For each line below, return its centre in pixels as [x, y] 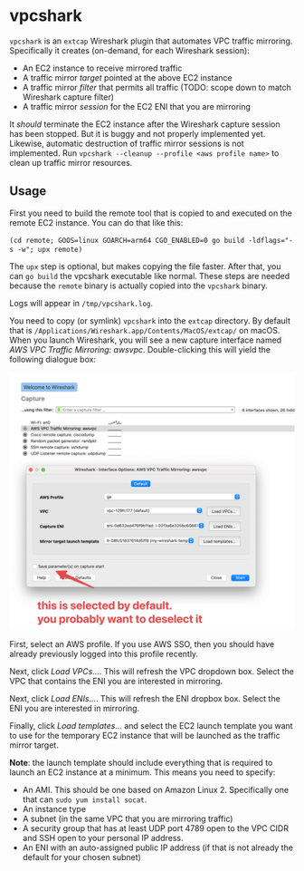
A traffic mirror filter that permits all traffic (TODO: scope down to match [157, 87]
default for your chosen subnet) [82, 856]
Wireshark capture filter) [68, 97]
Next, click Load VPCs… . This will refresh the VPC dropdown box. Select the [152, 671]
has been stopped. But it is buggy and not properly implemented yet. [138, 133]
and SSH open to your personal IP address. [103, 837]
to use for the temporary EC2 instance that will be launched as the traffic [145, 735]
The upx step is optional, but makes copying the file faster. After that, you [145, 266]
